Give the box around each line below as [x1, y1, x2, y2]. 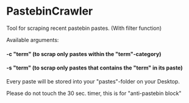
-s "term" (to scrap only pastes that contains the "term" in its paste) [6, 64, 183, 71]
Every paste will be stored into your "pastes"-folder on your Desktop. [6, 77, 180, 85]
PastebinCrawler [6, 4, 93, 18]
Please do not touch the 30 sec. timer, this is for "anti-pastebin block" [6, 90, 182, 97]
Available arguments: [6, 36, 59, 43]
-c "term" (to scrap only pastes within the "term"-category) [6, 50, 162, 57]
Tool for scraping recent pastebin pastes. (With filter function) [6, 24, 162, 32]
